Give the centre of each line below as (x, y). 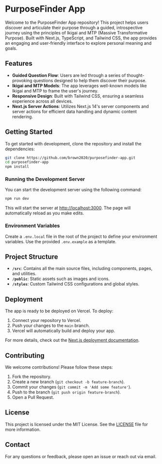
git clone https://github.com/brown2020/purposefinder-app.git (70, 158)
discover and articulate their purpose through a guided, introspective (74, 27)
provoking (22, 80)
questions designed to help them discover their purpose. (90, 80)
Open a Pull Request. (33, 397)
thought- (136, 75)
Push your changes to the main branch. (51, 326)
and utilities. (24, 274)
